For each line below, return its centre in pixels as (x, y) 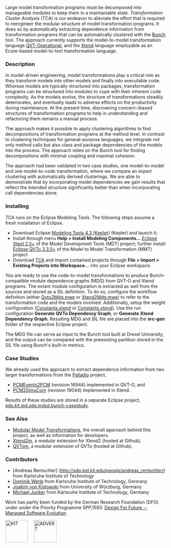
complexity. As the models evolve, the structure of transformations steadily (84, 97)
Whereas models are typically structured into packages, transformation (80, 86)
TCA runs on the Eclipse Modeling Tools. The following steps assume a (80, 217)
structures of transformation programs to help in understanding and (77, 113)
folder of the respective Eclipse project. (47, 324)
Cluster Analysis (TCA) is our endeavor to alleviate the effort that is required (85, 18)
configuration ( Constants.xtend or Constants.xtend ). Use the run (73, 308)
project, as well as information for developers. (61, 435)
